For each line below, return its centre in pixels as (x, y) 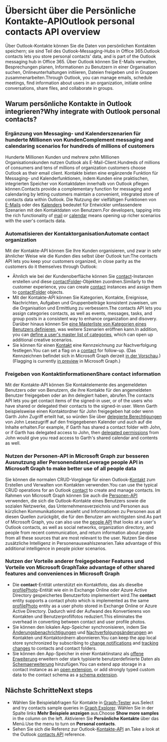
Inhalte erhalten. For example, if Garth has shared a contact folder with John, (83, 427)
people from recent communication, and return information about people (80, 532)
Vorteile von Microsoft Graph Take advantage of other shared (80, 567)
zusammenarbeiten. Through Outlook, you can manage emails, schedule (79, 77)
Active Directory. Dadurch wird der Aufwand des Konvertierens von (81, 611)
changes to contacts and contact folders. (54, 648)
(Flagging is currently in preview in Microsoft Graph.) (66, 361)
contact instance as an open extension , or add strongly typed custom (83, 669)
